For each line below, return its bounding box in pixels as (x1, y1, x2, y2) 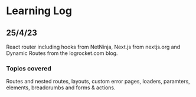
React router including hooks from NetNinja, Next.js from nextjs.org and (6, 43, 181, 50)
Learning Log (6, 4, 73, 18)
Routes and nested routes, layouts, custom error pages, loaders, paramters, (6, 78, 190, 85)
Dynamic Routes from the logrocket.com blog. (6, 50, 118, 57)
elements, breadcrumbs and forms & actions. (6, 84, 116, 91)
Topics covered (6, 64, 52, 72)
